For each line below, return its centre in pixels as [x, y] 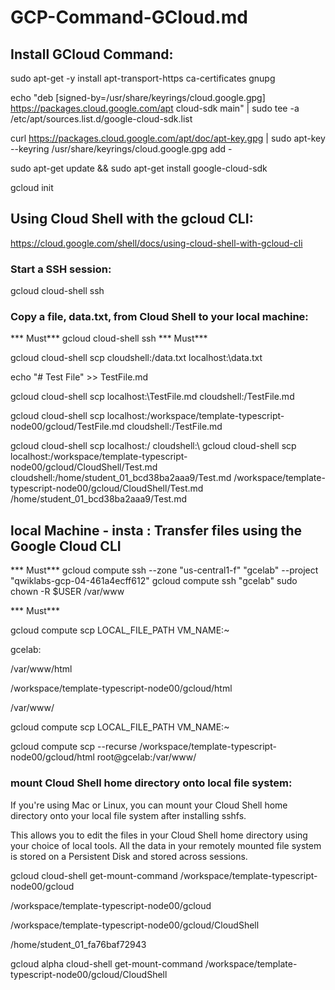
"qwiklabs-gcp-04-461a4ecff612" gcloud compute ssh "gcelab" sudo [154, 581]
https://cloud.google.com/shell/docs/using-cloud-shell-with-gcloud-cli [156, 243]
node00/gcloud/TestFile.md [67, 427]
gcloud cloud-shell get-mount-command [94, 875]
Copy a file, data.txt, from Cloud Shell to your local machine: [159, 317]
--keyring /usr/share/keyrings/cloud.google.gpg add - [121, 149]
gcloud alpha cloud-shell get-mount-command [106, 963]
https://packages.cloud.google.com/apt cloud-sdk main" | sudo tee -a [155, 108]
